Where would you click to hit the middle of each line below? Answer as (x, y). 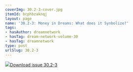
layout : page (18, 18)
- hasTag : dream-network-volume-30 (42, 37)
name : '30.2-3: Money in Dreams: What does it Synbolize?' (67, 23)
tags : (11, 28)
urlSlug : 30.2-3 (22, 50)
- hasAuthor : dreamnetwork (33, 32)
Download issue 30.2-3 (34, 65)
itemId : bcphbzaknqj (26, 14)
